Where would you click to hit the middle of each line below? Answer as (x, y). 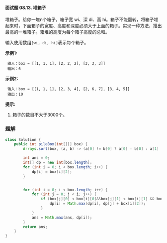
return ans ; (36, 227)
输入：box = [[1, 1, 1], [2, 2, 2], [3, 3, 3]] (56, 64)
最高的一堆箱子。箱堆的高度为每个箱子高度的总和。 (57, 32)
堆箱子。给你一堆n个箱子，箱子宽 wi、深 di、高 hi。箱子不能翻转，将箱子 (80, 19)
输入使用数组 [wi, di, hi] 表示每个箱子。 (47, 43)
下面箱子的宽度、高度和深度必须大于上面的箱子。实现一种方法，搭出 (92, 26)
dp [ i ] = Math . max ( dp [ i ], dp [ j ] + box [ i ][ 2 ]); (97, 204)
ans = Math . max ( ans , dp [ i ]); (62, 217)
